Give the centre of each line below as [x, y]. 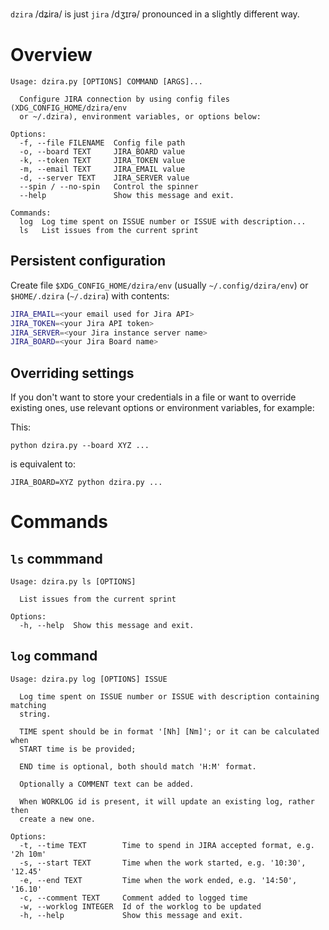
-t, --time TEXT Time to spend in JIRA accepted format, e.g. [167, 845]
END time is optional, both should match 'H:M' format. [138, 766]
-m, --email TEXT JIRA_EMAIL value [102, 169]
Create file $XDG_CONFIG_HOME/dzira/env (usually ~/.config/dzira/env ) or [159, 285]
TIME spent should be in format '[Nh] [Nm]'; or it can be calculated [169, 731]
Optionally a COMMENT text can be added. [107, 784]
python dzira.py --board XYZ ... [80, 446]
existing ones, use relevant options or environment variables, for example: [162, 408]
